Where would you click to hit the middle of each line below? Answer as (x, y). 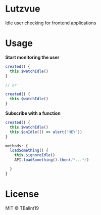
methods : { (17, 146)
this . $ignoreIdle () (35, 155)
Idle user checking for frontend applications (51, 23)
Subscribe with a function (33, 113)
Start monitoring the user (32, 57)
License (22, 194)
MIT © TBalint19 (22, 208)
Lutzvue (23, 9)
